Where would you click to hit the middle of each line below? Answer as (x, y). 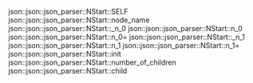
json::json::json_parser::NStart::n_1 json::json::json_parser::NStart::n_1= (124, 45)
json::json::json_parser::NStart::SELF (68, 12)
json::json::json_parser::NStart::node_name (79, 20)
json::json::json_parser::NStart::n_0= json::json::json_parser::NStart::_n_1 (127, 37)
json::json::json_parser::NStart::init (65, 54)
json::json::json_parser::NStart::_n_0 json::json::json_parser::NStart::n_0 (125, 28)
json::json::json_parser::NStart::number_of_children (93, 62)
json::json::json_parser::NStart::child (68, 71)
